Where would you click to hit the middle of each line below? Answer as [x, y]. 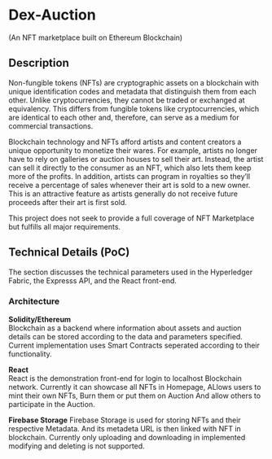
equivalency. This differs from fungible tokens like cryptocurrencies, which [134, 108]
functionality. [31, 354]
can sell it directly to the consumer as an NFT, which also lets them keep [130, 168]
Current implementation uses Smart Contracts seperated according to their [134, 345]
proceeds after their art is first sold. [68, 202]
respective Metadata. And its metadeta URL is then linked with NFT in [125, 428]
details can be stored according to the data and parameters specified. [125, 336]
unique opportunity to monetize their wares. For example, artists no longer [133, 150]
